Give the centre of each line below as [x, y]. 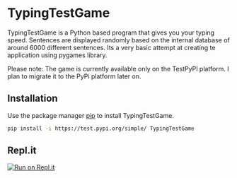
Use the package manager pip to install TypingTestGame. [91, 115]
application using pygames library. [57, 55]
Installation [33, 99]
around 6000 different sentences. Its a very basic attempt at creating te [111, 47]
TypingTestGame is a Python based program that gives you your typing [111, 32]
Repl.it [22, 151]
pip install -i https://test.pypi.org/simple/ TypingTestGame [101, 129]
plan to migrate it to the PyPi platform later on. [74, 76]
